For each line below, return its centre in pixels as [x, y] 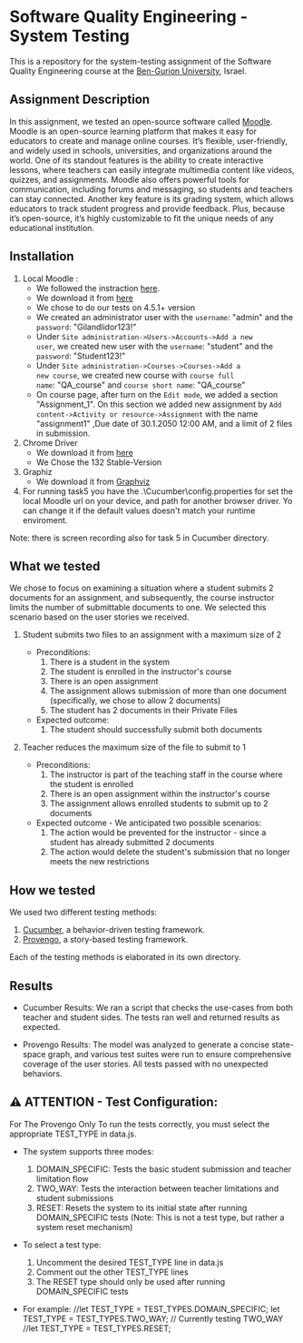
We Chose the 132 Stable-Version [99, 462]
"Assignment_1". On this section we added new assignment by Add [159, 404]
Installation [42, 257]
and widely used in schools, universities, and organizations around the [141, 150]
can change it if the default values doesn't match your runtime [139, 510]
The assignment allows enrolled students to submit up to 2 [159, 803]
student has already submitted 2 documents [132, 843]
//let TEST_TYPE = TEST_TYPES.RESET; [97, 1328]
